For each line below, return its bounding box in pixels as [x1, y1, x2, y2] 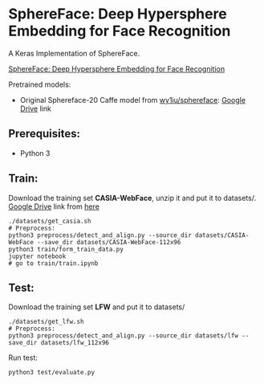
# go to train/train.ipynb [8, 259, 99, 268]
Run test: [8, 353, 39, 362]
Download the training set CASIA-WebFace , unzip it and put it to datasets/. [8, 193, 257, 202]
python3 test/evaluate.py [8, 369, 95, 377]
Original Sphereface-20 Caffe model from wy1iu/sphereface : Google [19, 95, 246, 104]
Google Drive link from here [8, 202, 100, 211]
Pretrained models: [8, 80, 71, 89]
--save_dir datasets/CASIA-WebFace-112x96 [37, 238, 181, 246]
